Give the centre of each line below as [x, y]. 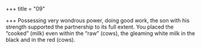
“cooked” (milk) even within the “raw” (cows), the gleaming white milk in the [100, 33]
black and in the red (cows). [41, 40]
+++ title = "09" [25, 9]
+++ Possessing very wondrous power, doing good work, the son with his [98, 20]
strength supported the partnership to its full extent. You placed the [90, 27]
